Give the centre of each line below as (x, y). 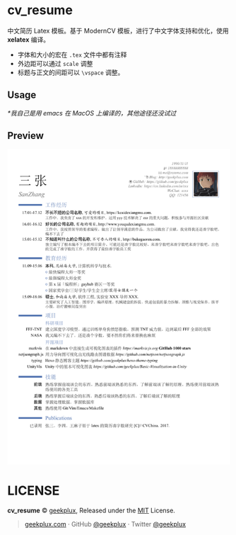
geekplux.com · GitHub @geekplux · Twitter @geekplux (105, 524)
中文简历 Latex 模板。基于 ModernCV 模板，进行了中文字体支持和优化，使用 (118, 30)
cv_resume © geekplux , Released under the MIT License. (91, 510)
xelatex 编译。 (29, 39)
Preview (26, 136)
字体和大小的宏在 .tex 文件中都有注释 (72, 55)
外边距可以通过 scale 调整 (55, 63)
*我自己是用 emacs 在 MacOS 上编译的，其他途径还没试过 (92, 113)
